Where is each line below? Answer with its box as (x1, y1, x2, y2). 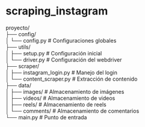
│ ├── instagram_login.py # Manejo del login (5, 69, 118, 76)
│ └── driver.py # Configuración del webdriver (5, 56, 122, 63)
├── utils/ (5, 43, 31, 51)
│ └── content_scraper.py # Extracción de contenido (5, 75, 138, 82)
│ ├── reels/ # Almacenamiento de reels (5, 101, 106, 108)
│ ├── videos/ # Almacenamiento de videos (5, 94, 116, 102)
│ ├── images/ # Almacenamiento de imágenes (5, 88, 125, 95)
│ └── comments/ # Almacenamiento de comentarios (5, 107, 140, 114)
